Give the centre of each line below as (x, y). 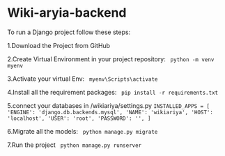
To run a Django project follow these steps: (69, 32)
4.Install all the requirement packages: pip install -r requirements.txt (113, 92)
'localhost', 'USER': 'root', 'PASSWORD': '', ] (79, 118)
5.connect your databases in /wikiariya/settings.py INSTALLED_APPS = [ (109, 105)
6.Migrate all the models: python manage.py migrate (83, 131)
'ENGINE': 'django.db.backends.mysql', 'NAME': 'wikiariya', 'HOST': (110, 112)
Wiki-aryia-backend (67, 13)
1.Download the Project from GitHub (59, 45)
